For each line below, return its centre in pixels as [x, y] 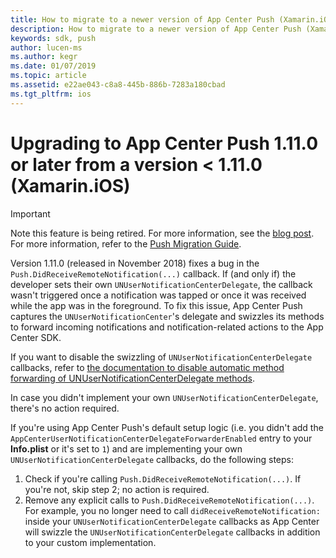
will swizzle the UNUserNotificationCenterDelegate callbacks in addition [172, 532]
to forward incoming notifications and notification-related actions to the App [167, 327]
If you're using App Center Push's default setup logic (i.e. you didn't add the [167, 427]
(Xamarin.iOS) [70, 185]
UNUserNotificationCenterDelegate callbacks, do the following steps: [152, 459]
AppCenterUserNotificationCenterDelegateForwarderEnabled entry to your [161, 438]
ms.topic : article [48, 76]
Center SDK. [36, 337]
